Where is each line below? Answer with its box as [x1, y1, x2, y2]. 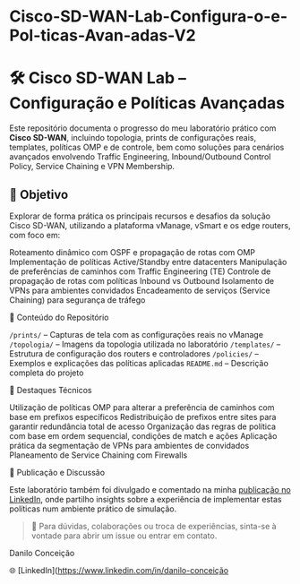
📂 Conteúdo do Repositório [9, 312, 109, 322]
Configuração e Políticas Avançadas [9, 93, 286, 114]
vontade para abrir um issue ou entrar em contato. [30, 530, 218, 541]
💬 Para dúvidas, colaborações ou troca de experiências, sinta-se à [30, 520, 277, 531]
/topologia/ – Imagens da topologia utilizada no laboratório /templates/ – [9, 339, 281, 349]
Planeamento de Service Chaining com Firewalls [9, 450, 188, 460]
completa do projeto [9, 367, 84, 378]
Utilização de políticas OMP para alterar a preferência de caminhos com [9, 401, 275, 413]
